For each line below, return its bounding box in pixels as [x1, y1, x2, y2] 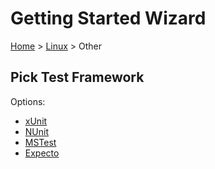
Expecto [24, 147, 60, 159]
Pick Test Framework [10, 69, 145, 86]
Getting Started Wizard [10, 7, 207, 30]
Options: [10, 95, 46, 107]
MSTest [24, 136, 57, 148]
